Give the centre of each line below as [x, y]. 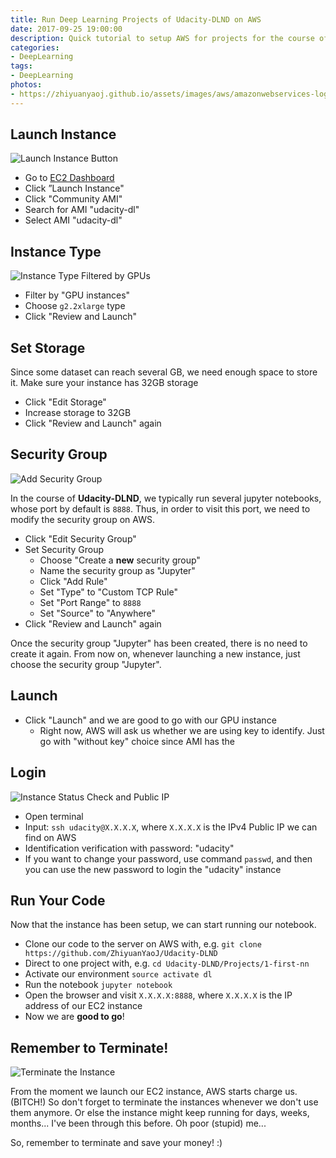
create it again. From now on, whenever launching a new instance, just [155, 653]
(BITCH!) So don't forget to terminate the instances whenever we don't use [164, 1102]
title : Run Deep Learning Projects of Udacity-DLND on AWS [136, 19]
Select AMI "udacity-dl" [73, 220]
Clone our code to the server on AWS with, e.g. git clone [143, 944]
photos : [26, 85]
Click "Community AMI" [73, 199]
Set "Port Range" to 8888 [90, 602]
